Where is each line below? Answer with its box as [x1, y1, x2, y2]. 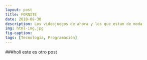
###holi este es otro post [5, 48, 57, 55]
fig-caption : [5, 30, 33, 35]
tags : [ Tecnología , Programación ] [5, 35, 78, 40]
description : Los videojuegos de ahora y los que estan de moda [5, 21, 142, 26]
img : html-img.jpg [5, 26, 44, 31]
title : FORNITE [5, 12, 37, 17]
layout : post [5, 7, 33, 12]
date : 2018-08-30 [5, 16, 42, 21]
